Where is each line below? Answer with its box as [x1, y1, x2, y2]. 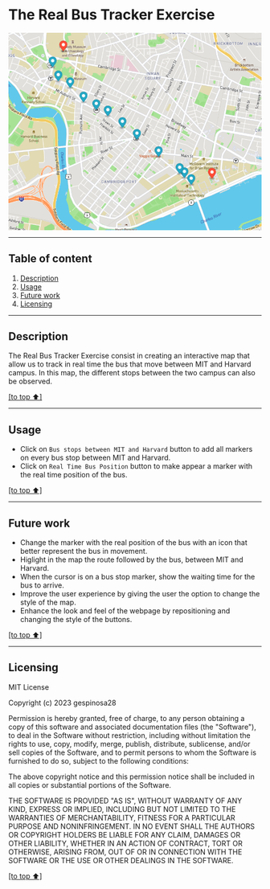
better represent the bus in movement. [19, 547, 148, 556]
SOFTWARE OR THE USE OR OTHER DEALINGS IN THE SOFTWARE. [8, 855, 234, 865]
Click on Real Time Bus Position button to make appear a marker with [19, 461, 253, 471]
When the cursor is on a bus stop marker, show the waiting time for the [19, 572, 256, 582]
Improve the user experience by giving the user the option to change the [19, 589, 260, 599]
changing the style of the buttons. [19, 615, 133, 625]
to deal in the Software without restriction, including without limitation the [8, 730, 251, 740]
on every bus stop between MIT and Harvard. [19, 453, 171, 463]
